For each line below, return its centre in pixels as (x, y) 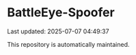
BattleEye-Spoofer (61, 13)
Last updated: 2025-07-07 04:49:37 (58, 31)
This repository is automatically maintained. (68, 44)
